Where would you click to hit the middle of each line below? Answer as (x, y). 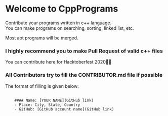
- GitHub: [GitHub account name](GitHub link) (64, 109)
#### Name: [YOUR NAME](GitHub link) (54, 100)
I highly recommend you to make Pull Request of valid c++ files (84, 51)
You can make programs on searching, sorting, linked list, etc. (70, 28)
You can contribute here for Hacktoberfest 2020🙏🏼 (58, 62)
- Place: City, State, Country (47, 105)
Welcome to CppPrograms (62, 9)
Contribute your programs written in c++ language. (58, 23)
